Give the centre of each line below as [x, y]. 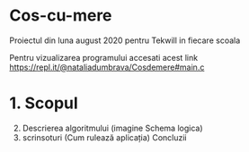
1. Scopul [44, 103]
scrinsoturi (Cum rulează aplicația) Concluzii [104, 137]
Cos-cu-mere [61, 16]
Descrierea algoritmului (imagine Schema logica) [113, 128]
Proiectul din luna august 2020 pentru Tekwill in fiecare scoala [125, 40]
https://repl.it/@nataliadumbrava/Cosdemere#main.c [107, 67]
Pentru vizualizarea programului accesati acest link [104, 57]
